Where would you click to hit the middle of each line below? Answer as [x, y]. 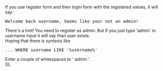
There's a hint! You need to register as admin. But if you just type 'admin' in [81, 30]
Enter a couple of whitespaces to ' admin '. [48, 59]
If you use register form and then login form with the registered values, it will [81, 7]
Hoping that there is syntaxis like [38, 41]
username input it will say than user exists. [48, 35]
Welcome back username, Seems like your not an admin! [72, 21]
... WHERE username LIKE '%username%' [51, 50]
